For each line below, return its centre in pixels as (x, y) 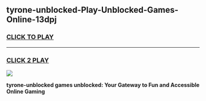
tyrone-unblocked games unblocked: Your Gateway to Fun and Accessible (103, 84)
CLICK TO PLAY (30, 37)
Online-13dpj (32, 20)
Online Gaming (26, 91)
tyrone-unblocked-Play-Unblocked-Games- (93, 10)
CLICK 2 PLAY (28, 60)
